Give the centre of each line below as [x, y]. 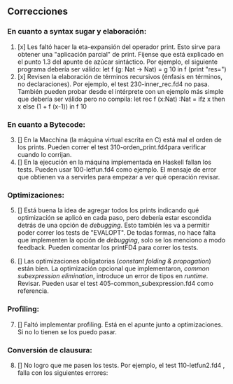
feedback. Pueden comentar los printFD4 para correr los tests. [108, 247]
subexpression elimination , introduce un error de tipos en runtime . [113, 276]
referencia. [33, 291]
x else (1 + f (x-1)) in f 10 [52, 106]
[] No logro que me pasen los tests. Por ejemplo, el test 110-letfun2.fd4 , [121, 365]
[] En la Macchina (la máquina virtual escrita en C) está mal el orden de [120, 139]
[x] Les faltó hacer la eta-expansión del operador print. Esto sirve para [119, 47]
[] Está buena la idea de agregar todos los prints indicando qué [108, 210]
